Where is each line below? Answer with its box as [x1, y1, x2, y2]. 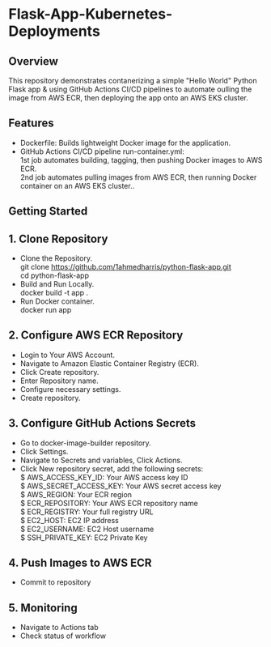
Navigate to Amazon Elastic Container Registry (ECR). [19, 358, 200, 368]
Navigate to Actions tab [19, 623, 99, 632]
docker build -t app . [19, 288, 89, 298]
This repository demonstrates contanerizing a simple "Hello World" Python [8, 76, 257, 85]
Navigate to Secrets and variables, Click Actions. [19, 455, 183, 465]
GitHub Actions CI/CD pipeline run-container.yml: [19, 147, 184, 156]
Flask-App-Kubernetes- [8, 5, 173, 23]
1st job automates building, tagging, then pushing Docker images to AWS [19, 155, 263, 164]
